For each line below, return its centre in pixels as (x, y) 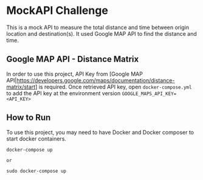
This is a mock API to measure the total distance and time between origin (98, 27)
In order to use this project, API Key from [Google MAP (74, 74)
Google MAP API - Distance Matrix (73, 59)
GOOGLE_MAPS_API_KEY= (149, 94)
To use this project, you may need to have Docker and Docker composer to (100, 132)
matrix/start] (22, 87)
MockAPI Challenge (57, 11)
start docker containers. (36, 138)
